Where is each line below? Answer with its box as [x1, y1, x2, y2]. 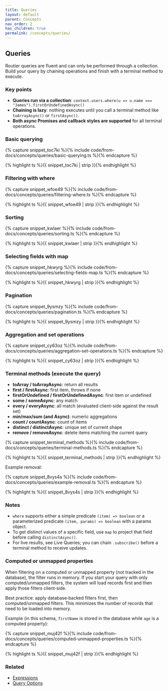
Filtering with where [5, 175, 55, 182]
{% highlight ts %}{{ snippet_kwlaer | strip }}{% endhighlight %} [5, 240, 138, 246]
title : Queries [5, 7, 37, 13]
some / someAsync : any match [12, 398, 78, 404]
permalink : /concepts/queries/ [5, 31, 71, 36]
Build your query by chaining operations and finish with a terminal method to [5, 68, 163, 74]
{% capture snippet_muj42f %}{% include [5, 630, 92, 636]
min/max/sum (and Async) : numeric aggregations [12, 413, 117, 420]
